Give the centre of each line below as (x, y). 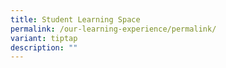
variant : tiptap (44, 38)
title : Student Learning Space (75, 19)
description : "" (44, 47)
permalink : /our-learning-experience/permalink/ (113, 29)
